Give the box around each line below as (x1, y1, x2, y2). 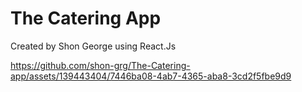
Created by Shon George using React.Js (10, 40, 177, 52)
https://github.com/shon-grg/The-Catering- (10, 59, 191, 71)
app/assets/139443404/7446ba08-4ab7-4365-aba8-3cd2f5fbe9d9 (10, 70, 292, 82)
